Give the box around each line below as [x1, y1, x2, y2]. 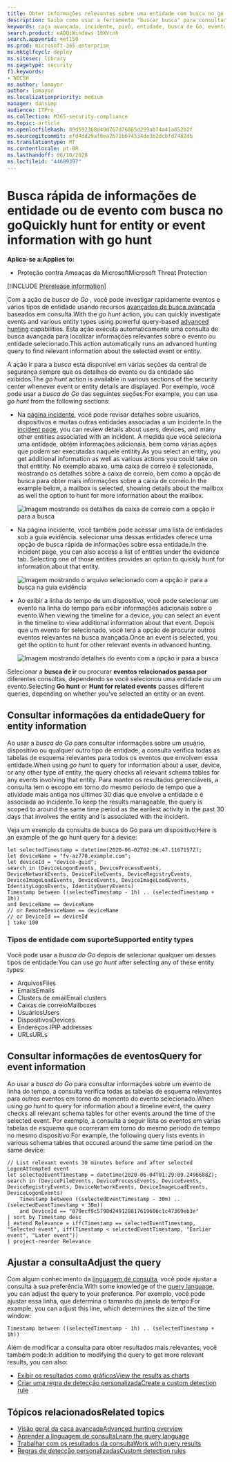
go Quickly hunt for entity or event [7, 217, 206, 233]
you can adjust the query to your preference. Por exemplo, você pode [7, 1290, 206, 1298]
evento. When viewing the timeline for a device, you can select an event [17, 611, 220, 620]
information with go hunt [7, 232, 153, 248]
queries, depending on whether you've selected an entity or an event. [7, 689, 206, 698]
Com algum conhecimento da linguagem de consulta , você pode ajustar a [7, 1275, 217, 1283]
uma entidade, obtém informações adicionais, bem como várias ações [17, 440, 217, 448]
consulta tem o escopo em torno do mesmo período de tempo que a [7, 783, 202, 791]
